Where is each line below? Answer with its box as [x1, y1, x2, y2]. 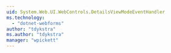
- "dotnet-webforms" [12, 20, 64, 26]
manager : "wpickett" [6, 37, 59, 43]
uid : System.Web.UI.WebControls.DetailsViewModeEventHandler [6, 9, 166, 15]
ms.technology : [6, 15, 45, 21]
